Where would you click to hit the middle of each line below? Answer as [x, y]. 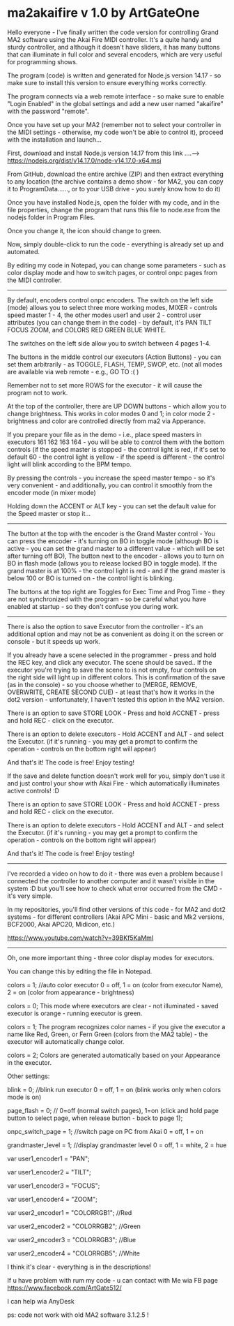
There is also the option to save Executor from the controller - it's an [105, 626]
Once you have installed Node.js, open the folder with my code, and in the [114, 202]
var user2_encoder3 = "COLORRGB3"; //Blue [72, 1239]
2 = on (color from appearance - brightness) [71, 992]
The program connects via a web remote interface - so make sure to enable [116, 96]
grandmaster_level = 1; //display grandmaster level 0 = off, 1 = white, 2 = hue [117, 1145]
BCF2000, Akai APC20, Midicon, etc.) [61, 924]
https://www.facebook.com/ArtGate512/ [64, 1288]
